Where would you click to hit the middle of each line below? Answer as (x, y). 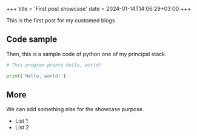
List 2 (22, 128)
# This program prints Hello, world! (54, 65)
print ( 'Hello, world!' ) (36, 76)
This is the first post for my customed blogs (61, 20)
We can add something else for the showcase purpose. (75, 109)
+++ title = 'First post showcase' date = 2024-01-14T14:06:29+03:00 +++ (99, 9)
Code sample (32, 40)
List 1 (22, 121)
